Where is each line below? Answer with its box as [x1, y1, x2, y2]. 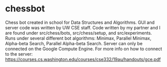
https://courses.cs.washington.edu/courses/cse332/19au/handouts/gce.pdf [5, 56, 161, 62]
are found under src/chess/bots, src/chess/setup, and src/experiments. [5, 30, 152, 36]
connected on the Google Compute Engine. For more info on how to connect [5, 46, 163, 52]
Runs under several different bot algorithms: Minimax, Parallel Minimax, [5, 35, 152, 41]
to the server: [5, 51, 33, 57]
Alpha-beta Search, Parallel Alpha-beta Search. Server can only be [5, 40, 143, 46]
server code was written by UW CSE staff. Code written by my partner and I [5, 24, 161, 30]
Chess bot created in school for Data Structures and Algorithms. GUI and [5, 19, 155, 25]
